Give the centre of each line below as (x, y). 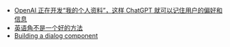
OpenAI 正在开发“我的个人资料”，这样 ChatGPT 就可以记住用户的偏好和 (118, 10)
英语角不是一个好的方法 (48, 28)
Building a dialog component (56, 36)
